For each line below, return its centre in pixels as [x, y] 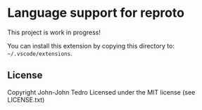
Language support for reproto [96, 13]
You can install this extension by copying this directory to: [91, 46]
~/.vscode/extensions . [40, 53]
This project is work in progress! [54, 32]
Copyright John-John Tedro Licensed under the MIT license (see [101, 92]
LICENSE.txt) [26, 99]
